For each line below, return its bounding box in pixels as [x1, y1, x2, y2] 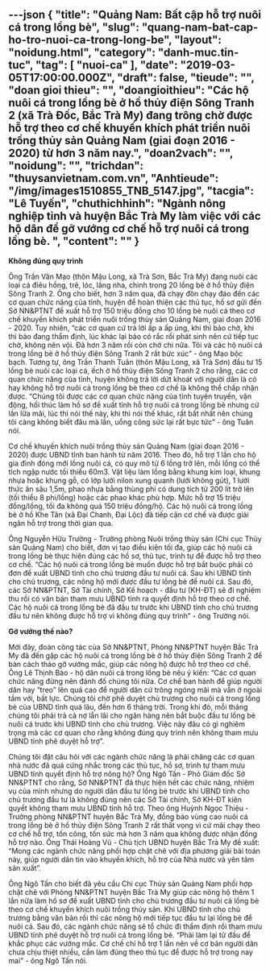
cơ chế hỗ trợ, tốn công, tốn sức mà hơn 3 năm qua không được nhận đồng [8, 829, 258, 838]
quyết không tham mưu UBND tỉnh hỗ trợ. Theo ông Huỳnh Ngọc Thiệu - [8, 803, 249, 813]
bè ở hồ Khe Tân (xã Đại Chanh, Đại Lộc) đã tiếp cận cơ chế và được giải [8, 509, 249, 520]
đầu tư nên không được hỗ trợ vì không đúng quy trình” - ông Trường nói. [8, 611, 251, 620]
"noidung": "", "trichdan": [8, 159, 143, 173]
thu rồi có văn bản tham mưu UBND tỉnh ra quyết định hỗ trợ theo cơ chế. [8, 594, 251, 603]
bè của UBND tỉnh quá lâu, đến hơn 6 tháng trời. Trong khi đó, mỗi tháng [8, 702, 248, 711]
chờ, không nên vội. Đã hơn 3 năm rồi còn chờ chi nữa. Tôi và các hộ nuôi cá [8, 340, 263, 350]
